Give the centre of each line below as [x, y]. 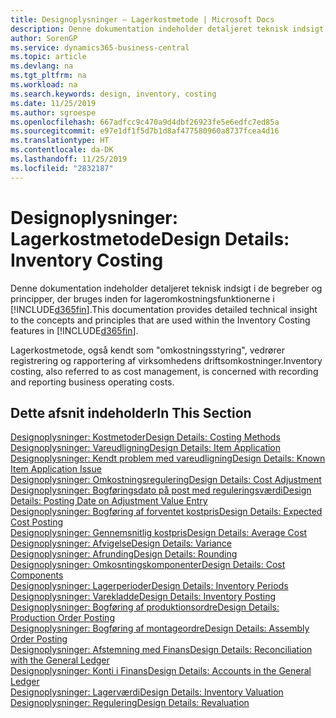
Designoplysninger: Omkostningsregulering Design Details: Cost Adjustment [166, 480]
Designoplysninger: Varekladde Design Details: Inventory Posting [143, 597]
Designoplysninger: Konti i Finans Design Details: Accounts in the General [161, 671]
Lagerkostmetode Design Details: [150, 238]
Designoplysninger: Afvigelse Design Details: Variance [121, 543]
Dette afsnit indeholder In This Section [131, 412]
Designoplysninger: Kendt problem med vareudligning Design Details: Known [168, 458]
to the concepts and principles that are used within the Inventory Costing [160, 320]
